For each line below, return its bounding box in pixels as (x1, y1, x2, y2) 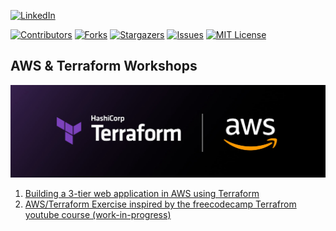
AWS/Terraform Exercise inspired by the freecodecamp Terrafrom (24, 198, 297, 210)
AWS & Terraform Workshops (10, 58, 198, 75)
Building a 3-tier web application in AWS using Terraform (24, 187, 260, 199)
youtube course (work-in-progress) (24, 208, 172, 220)
